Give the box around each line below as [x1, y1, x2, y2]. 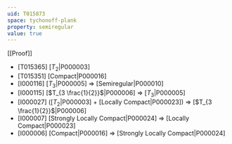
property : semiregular [7, 23, 74, 30]
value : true [7, 30, 42, 37]
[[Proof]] [7, 49, 33, 58]
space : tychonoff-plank [7, 17, 77, 24]
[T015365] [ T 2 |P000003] [17, 63, 90, 73]
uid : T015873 [7, 10, 46, 18]
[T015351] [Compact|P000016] [17, 72, 107, 81]
